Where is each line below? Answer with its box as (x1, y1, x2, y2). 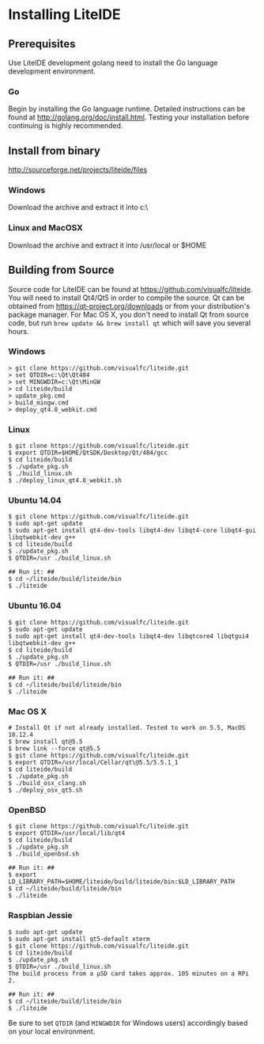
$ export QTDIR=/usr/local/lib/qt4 (8, 830, 126, 837)
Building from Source (8, 264, 115, 277)
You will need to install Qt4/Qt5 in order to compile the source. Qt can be (8, 293, 245, 302)
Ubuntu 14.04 (8, 495, 62, 506)
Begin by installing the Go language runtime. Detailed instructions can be (8, 104, 246, 114)
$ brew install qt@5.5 (8, 738, 83, 746)
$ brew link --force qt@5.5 (8, 745, 101, 753)
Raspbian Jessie (8, 910, 73, 921)
